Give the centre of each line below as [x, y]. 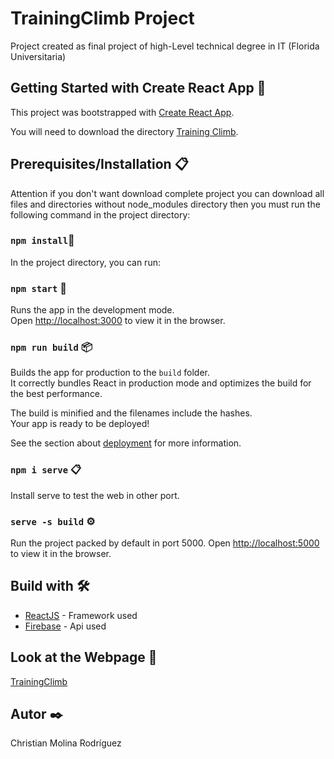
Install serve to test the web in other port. [95, 495]
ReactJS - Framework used [81, 615]
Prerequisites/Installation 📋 [99, 164]
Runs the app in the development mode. [92, 310]
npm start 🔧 [38, 288]
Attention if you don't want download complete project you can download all [167, 193]
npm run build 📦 [51, 347]
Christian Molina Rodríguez [66, 743]
